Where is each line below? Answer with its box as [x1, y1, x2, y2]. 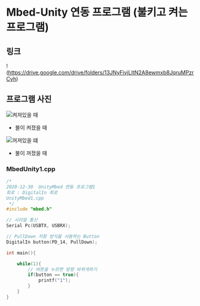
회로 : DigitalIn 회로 [6, 190, 58, 196]
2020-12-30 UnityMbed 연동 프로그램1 [6, 184, 96, 190]
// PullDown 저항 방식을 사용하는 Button [6, 233, 100, 240]
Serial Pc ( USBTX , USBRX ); [6, 223, 71, 229]
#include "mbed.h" [6, 206, 52, 212]
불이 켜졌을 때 [14, 124, 47, 131]
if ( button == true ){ [28, 272, 79, 278]
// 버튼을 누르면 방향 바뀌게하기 [28, 266, 98, 272]
